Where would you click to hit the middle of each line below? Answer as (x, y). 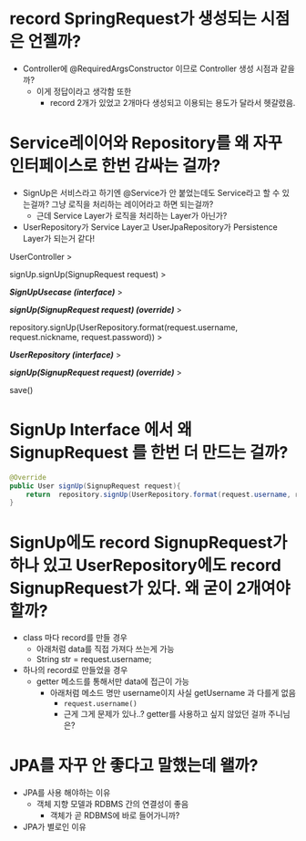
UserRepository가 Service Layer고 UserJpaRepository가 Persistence (150, 227)
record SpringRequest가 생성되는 (133, 19)
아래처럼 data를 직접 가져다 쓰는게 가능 (105, 649)
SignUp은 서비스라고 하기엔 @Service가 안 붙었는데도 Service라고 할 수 (151, 192)
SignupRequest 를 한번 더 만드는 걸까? (149, 453)
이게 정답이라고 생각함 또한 (84, 91)
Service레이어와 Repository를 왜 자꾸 (146, 143)
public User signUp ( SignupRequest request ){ (95, 486)
